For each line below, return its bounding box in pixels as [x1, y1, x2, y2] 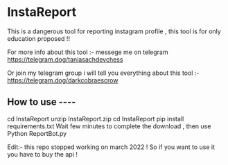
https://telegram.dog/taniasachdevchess [7, 55, 123, 63]
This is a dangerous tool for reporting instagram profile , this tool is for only [7, 27, 222, 35]
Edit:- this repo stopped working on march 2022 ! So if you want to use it [7, 143, 216, 151]
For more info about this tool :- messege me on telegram [7, 48, 168, 56]
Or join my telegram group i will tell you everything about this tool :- [7, 69, 200, 77]
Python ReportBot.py [7, 129, 67, 137]
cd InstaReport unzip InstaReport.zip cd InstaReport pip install [7, 114, 184, 123]
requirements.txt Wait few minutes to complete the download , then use [7, 122, 211, 130]
